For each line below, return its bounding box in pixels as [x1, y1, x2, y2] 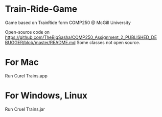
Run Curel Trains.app [5, 72, 47, 79]
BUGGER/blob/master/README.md [5, 39, 76, 45]
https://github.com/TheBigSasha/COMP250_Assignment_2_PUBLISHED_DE [5, 34, 157, 40]
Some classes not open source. [76, 39, 140, 45]
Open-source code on [5, 29, 50, 35]
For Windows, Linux [5, 90, 88, 101]
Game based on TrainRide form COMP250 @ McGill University [5, 20, 131, 25]
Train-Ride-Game [5, 3, 77, 15]
